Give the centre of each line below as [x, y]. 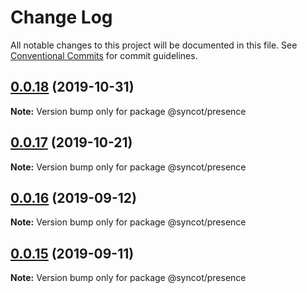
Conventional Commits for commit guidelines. [104, 55]
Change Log [61, 17]
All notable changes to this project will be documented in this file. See [154, 45]
